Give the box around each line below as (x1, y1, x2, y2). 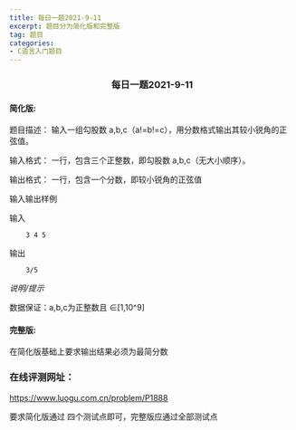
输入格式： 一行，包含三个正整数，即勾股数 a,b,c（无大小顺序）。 (9, 155, 251, 166)
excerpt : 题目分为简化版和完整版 (9, 22, 120, 31)
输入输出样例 (9, 194, 57, 205)
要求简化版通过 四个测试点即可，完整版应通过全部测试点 (9, 411, 218, 422)
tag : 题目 (9, 30, 43, 39)
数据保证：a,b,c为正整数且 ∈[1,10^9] (9, 302, 145, 313)
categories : (9, 38, 54, 48)
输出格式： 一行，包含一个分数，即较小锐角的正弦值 (9, 174, 202, 186)
